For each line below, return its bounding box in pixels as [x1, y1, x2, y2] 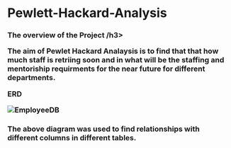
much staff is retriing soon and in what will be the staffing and [7, 55, 225, 65]
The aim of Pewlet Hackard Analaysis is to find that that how [7, 46, 219, 56]
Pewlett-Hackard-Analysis [7, 5, 168, 21]
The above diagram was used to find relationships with [7, 124, 200, 134]
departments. [7, 73, 56, 83]
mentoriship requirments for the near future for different [7, 64, 205, 74]
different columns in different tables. [7, 133, 137, 143]
